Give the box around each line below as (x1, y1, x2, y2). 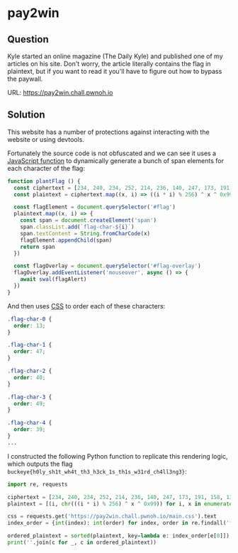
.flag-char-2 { (7, 367, 52, 375)
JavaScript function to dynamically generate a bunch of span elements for (7, 156, 225, 164)
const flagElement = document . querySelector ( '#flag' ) (13, 203, 176, 211)
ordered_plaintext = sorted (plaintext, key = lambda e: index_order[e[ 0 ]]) (7, 532, 230, 540)
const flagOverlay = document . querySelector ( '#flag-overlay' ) (13, 262, 201, 270)
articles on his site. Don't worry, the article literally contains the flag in (7, 60, 211, 68)
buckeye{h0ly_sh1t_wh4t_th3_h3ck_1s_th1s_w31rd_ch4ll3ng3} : (7, 467, 187, 476)
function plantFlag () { (7, 177, 81, 185)
